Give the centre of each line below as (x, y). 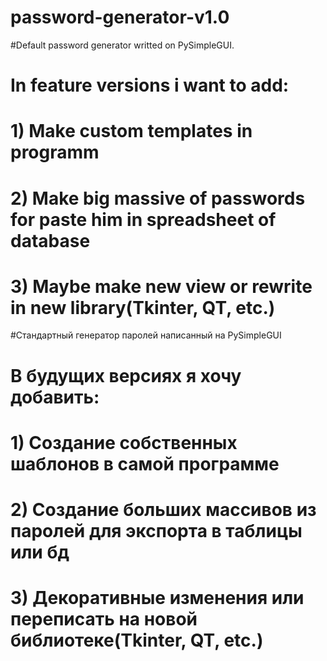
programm (55, 152)
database (50, 240)
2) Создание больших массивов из (163, 510)
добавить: (55, 397)
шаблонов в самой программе (145, 463)
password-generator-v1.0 (120, 17)
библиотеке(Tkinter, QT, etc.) (137, 640)
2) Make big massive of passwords (158, 198)
